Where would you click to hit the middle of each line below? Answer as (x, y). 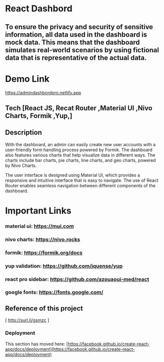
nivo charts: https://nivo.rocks (43, 239)
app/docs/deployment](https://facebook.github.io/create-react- (70, 349)
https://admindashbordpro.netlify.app (43, 92)
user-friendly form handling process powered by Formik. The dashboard (79, 150)
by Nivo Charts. (21, 165)
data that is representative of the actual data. (76, 58)
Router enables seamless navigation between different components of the (80, 185)
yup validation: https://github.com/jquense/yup (64, 266)
